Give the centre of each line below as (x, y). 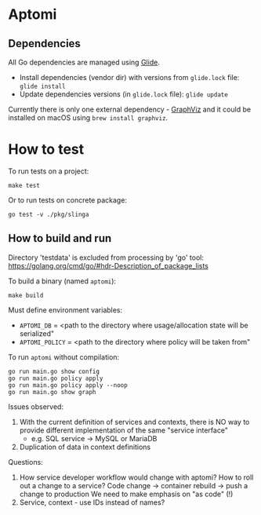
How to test (46, 150)
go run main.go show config (54, 371)
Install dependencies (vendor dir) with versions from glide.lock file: (129, 77)
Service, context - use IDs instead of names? (92, 502)
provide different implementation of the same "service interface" (124, 430)
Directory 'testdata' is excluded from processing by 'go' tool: (106, 257)
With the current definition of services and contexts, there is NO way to (134, 422)
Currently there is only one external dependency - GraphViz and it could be (130, 109)
